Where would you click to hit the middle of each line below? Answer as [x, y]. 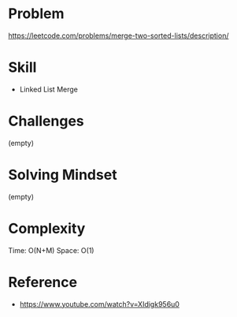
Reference [43, 282]
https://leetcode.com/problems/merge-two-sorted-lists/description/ [119, 35]
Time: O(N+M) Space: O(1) [51, 250]
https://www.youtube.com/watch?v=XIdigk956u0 [99, 304]
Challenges [46, 121]
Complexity [47, 228]
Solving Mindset [63, 175]
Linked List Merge [49, 89]
